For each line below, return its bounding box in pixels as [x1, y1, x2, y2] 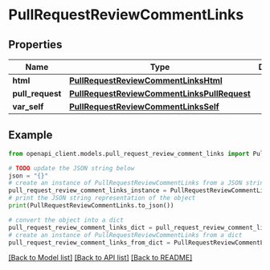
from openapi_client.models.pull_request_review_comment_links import [8, 149, 250, 157]
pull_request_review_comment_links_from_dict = [8, 239, 171, 247]
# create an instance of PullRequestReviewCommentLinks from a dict [8, 231, 243, 239]
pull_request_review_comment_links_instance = [8, 186, 167, 194]
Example [8, 129, 53, 142]
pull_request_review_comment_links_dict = [8, 223, 153, 231]
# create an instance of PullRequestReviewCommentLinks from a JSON [8, 179, 243, 187]
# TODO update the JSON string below [8, 164, 135, 172]
